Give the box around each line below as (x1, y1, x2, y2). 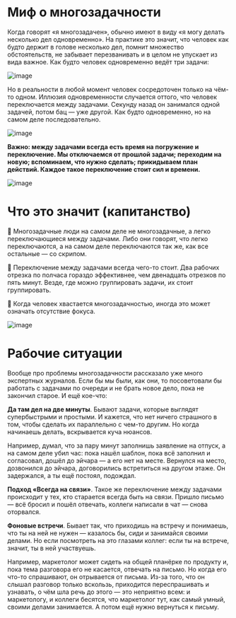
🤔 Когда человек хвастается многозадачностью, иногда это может (7, 299, 211, 308)
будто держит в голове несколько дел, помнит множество (7, 42, 184, 51)
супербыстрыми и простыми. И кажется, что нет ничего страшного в (7, 412, 218, 421)
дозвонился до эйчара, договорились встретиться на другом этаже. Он (7, 464, 225, 472)
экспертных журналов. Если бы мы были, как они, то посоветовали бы (7, 376, 223, 385)
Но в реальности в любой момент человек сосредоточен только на (7, 85, 213, 93)
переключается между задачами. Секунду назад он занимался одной (7, 100, 220, 108)
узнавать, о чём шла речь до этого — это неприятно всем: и (7, 588, 191, 596)
